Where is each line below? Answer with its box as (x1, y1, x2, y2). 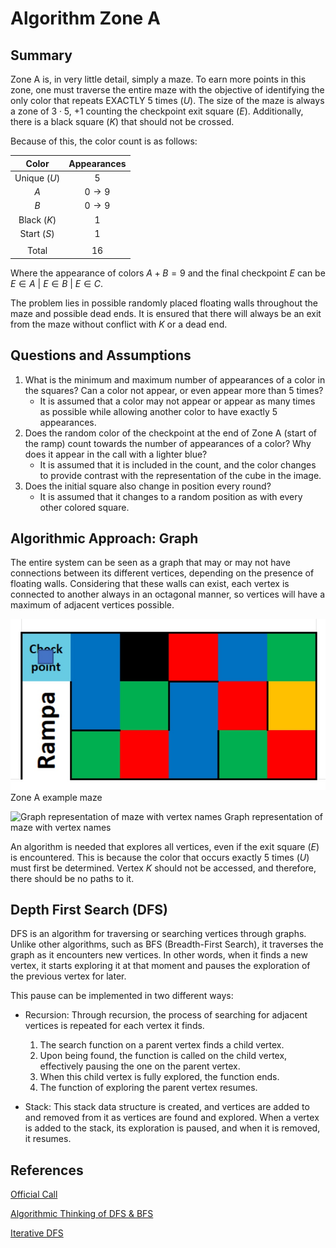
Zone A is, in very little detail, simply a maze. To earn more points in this (10, 73, 307, 85)
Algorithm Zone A (10, 7, 161, 30)
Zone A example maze (10, 791, 103, 803)
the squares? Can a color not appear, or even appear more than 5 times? (24, 384, 324, 396)
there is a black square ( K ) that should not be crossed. (10, 116, 235, 127)
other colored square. (39, 501, 130, 513)
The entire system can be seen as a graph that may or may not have (10, 557, 291, 569)
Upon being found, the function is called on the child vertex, (39, 1050, 288, 1062)
